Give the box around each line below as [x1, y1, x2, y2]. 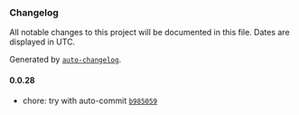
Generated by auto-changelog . [9, 54, 122, 65]
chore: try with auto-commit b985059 [22, 95, 158, 106]
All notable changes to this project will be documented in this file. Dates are [9, 27, 291, 38]
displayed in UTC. [9, 36, 76, 47]
